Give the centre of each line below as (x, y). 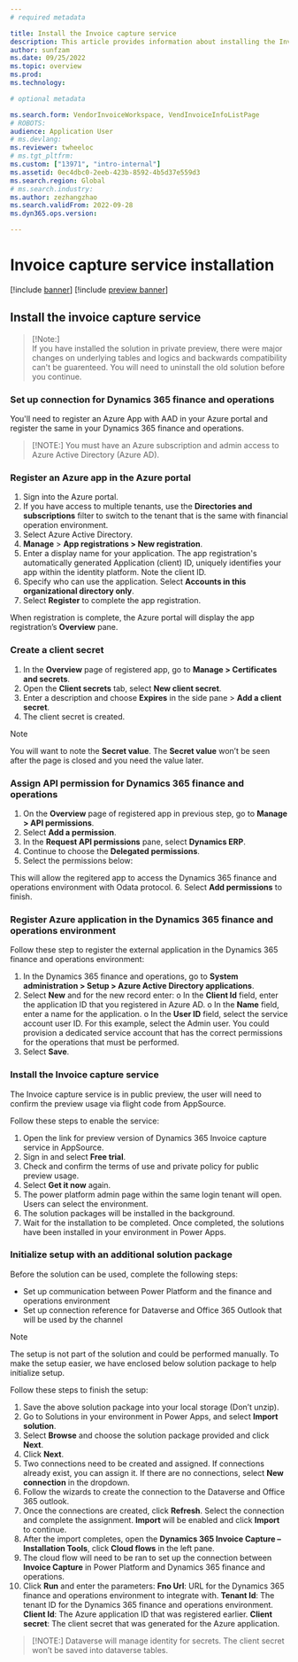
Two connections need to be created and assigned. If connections (143, 1464)
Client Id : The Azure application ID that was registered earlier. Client (148, 1614)
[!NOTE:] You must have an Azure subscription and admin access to (155, 446)
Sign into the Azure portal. (70, 497)
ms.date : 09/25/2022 (48, 58)
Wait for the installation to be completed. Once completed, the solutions (153, 1223)
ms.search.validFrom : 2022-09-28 (72, 206)
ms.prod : (26, 75)
